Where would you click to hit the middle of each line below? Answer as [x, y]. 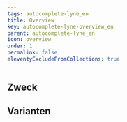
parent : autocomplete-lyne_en [51, 33]
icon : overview [29, 40]
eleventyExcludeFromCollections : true [63, 59]
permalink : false [32, 53]
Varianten [29, 111]
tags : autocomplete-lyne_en [48, 14]
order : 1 [20, 46]
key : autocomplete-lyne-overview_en [60, 26]
